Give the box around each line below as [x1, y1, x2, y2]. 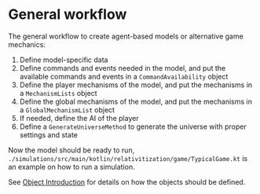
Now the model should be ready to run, [8, 145, 135, 155]
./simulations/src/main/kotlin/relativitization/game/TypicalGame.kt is [8, 153, 248, 163]
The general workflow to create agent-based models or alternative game [8, 31, 244, 41]
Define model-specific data [19, 55, 108, 64]
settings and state [19, 130, 79, 139]
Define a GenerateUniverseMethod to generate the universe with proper [19, 122, 247, 131]
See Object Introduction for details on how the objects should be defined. [8, 177, 246, 186]
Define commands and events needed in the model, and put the [19, 63, 226, 72]
